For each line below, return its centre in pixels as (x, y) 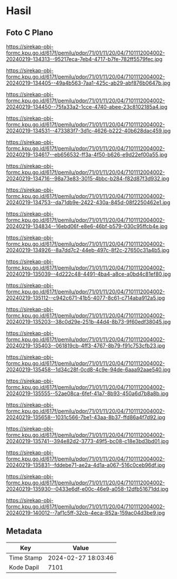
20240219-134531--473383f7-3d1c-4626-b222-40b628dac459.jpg (88, 131)
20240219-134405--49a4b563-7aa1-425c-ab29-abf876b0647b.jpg (88, 83)
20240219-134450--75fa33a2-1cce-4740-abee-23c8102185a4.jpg (87, 107)
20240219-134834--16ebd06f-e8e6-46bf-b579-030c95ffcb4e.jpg (87, 226)
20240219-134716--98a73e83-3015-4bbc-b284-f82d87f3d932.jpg (88, 178)
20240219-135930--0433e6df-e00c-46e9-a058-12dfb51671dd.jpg (87, 489)
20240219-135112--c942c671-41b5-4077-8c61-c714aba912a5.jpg (86, 298)
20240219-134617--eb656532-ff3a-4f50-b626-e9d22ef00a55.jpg (87, 155)
